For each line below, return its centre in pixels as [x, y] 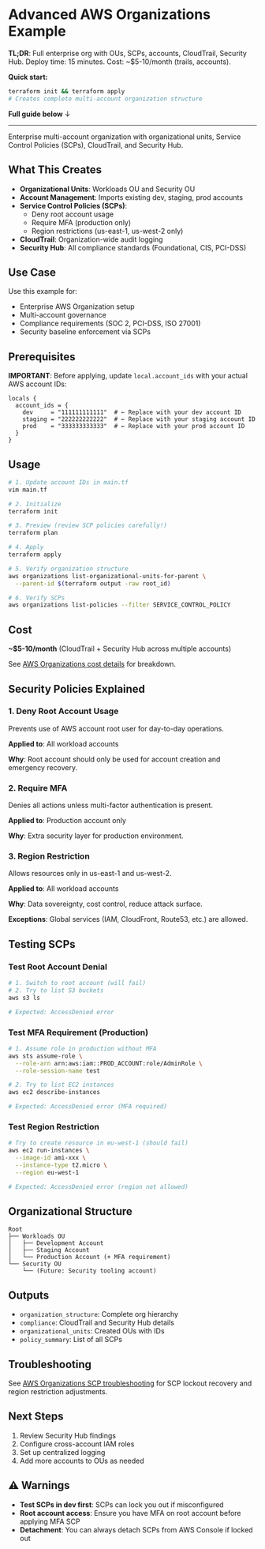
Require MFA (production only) [81, 222]
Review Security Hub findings [68, 1435]
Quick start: [28, 77]
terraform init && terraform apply [67, 91]
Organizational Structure [70, 1211]
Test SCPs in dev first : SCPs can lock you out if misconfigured [121, 1504]
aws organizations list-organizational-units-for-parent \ [107, 576]
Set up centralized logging [62, 1452]
